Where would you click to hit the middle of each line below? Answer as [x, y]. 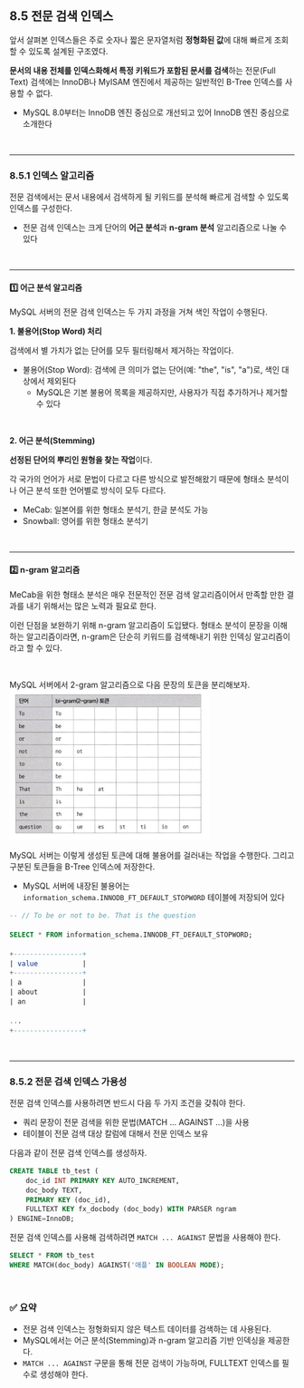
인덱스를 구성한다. [41, 209]
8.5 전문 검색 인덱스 [62, 16]
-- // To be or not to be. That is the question [103, 916]
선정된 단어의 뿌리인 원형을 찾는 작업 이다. [81, 460]
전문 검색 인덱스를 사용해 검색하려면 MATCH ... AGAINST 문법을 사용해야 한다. [145, 1238]
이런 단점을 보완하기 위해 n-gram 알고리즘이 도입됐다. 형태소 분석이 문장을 [140, 625]
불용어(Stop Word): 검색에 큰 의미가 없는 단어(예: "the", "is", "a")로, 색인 [151, 370]
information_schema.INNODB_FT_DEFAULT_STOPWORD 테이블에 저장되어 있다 [153, 898]
